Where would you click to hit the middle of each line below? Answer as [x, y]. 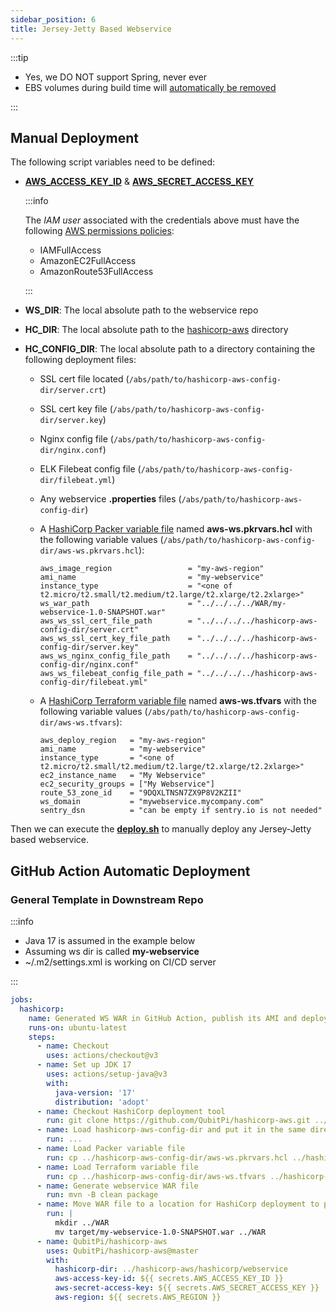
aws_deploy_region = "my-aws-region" [123, 741]
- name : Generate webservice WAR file [117, 1186]
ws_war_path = [116, 604]
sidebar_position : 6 [53, 19]
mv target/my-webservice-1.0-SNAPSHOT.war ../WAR [160, 1232]
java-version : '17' [95, 1092]
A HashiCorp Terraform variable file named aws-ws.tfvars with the [178, 701]
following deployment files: [80, 360]
